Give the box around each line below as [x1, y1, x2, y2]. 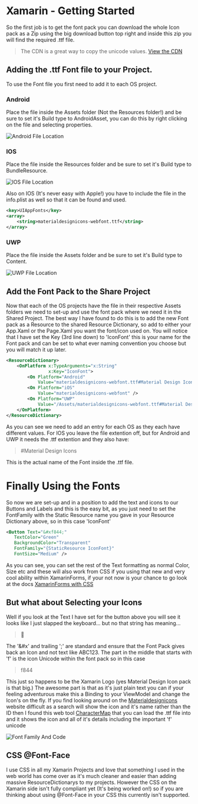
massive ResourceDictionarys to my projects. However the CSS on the [6, 779, 177, 786]
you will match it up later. [6, 346, 67, 353]
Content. [6, 258, 28, 265]
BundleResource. [6, 167, 48, 174]
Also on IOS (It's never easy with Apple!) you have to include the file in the [6, 190, 186, 197]
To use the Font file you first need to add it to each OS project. [6, 80, 157, 87]
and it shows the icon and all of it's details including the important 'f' [6, 715, 172, 722]
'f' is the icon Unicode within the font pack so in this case [6, 655, 146, 662]
